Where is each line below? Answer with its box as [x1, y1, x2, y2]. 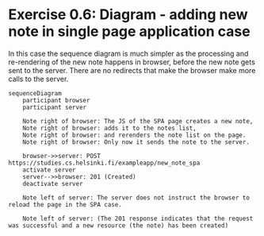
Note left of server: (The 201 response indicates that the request [22, 215, 254, 222]
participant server [22, 103, 87, 111]
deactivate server [22, 180, 83, 188]
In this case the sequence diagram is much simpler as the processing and [8, 48, 249, 58]
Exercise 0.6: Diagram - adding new [8, 6, 248, 24]
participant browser [22, 96, 90, 104]
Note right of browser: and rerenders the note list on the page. [22, 131, 247, 139]
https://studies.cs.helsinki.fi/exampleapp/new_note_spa [8, 159, 201, 167]
